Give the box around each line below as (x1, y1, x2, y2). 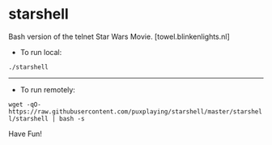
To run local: (19, 47, 62, 57)
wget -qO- (8, 100, 42, 109)
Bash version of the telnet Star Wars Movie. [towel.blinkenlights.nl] (8, 32, 231, 41)
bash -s (59, 114, 85, 122)
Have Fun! (8, 129, 43, 139)
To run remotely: (19, 84, 75, 94)
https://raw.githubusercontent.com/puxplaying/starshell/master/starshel (8, 107, 263, 116)
